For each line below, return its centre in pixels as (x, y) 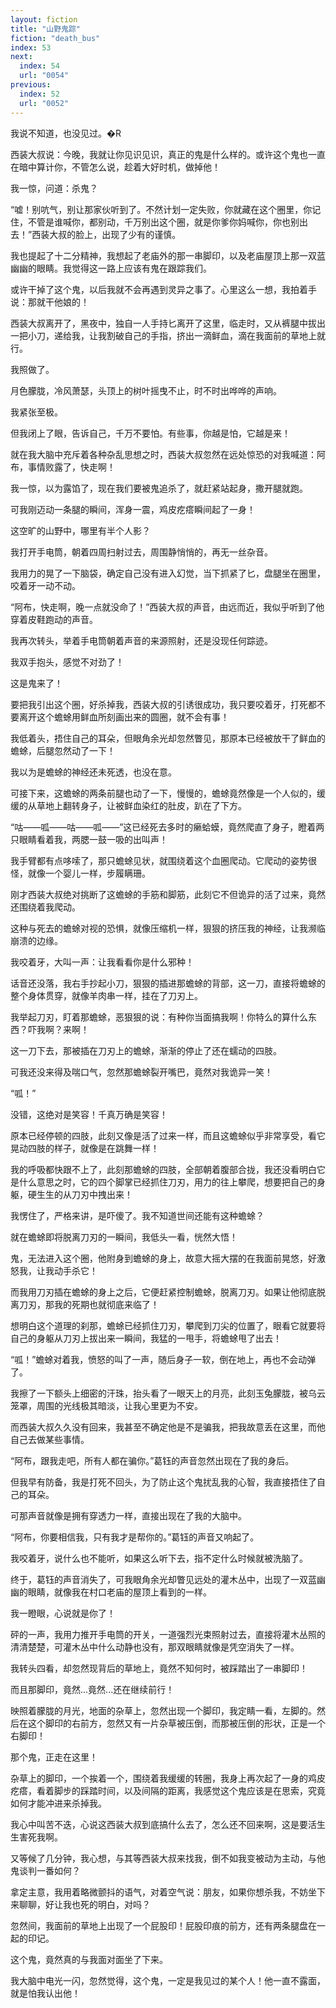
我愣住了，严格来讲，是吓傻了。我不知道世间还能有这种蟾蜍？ (137, 1215)
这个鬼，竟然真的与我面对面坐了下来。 (89, 1959)
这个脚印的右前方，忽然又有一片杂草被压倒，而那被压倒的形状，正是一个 (176, 1723)
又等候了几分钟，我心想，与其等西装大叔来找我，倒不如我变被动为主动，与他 (168, 1858)
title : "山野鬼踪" (46, 29)
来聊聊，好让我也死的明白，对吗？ (80, 1904)
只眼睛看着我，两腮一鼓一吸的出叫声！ (89, 839)
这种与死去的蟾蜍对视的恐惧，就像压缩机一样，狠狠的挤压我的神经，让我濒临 (168, 928)
